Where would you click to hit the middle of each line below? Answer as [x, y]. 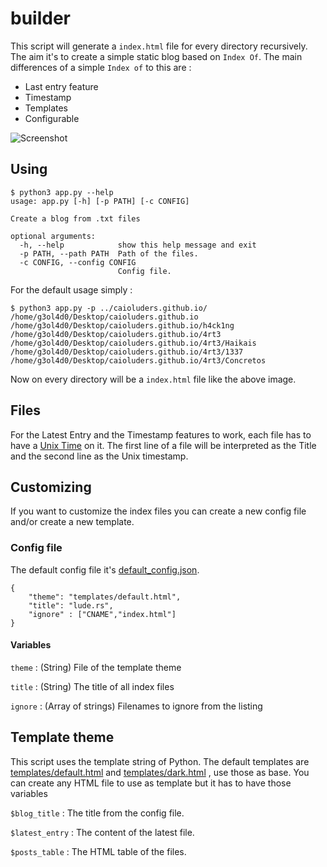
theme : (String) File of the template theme [96, 667]
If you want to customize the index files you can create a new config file [158, 511]
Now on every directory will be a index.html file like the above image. [153, 379]
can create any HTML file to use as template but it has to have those [151, 783]
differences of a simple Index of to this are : [101, 67]
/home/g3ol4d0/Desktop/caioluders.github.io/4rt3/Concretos [138, 360]
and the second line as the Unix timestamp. [99, 456]
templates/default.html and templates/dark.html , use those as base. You [160, 772]
